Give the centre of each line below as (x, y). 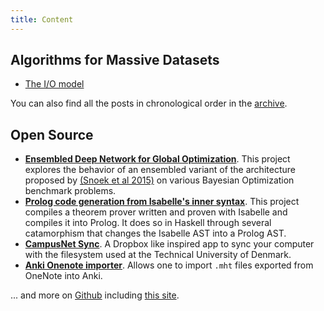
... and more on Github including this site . (95, 295)
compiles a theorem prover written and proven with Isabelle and (156, 212)
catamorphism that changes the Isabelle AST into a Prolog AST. (155, 233)
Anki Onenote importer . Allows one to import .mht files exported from (169, 265)
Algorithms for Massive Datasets (115, 60)
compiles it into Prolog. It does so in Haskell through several (148, 223)
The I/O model (54, 84)
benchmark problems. (70, 191)
